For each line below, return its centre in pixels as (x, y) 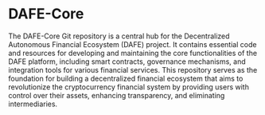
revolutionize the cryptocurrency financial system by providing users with (129, 87)
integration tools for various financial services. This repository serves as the (133, 69)
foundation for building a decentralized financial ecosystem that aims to (126, 78)
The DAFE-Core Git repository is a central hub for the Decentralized (119, 36)
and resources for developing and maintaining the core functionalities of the (132, 53)
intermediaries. (33, 104)
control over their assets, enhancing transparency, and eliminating (117, 95)
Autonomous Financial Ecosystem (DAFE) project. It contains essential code (132, 44)
